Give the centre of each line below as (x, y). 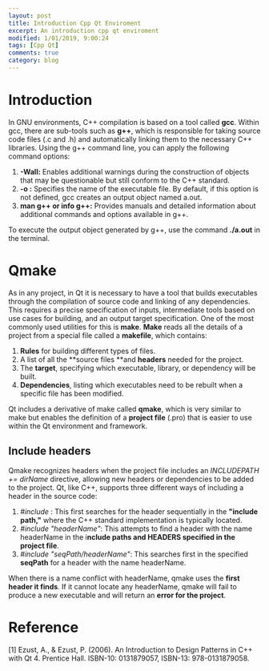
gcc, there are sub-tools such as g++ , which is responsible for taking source (134, 131)
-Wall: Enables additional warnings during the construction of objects (134, 171)
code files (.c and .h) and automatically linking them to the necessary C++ (130, 139)
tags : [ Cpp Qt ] (34, 46)
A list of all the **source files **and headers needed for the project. (132, 359)
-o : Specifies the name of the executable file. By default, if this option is (139, 188)
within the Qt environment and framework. (78, 426)
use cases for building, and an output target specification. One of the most (131, 318)
